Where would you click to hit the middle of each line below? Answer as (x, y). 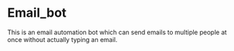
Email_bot (37, 13)
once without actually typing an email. (62, 39)
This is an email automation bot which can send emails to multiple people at (117, 32)
